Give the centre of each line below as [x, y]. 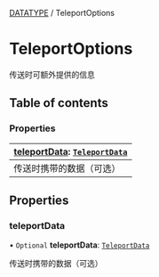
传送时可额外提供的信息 [52, 74]
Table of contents [59, 103]
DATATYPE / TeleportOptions [62, 13]
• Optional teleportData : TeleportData [79, 245]
